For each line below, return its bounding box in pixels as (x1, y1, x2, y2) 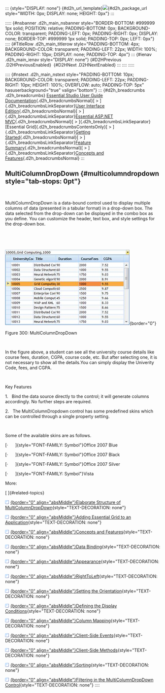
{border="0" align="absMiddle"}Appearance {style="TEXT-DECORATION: (10, 558, 160, 564)
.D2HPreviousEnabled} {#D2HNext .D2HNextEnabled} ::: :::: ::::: (5, 62, 134, 68)
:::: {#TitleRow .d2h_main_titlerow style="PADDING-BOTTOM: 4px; (5, 41, 140, 47)
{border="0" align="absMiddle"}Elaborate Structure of (10, 499, 121, 505)
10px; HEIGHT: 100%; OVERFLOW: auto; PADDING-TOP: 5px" (20, 82, 144, 88)
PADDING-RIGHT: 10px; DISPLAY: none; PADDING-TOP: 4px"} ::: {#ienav (5, 52, 152, 57)
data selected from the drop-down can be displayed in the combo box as (5, 210, 153, 216)
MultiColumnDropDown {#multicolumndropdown (5, 170, 159, 178)
